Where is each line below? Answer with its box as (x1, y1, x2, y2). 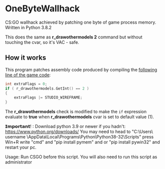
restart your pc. (5, 144, 37, 150)
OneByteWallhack (5, 3, 80, 14)
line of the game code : (5, 72, 51, 78)
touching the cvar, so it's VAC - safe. (5, 39, 80, 45)
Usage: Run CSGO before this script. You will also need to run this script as (5, 154, 158, 160)
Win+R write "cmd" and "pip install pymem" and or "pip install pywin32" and (5, 139, 160, 145)
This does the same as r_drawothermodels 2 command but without (5, 34, 143, 40)
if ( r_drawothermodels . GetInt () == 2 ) (5, 86, 90, 91)
